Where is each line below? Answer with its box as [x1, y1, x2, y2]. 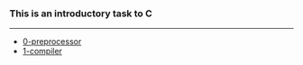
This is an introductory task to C [9, 7, 153, 20]
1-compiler [22, 46, 63, 57]
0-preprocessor [22, 36, 82, 47]
